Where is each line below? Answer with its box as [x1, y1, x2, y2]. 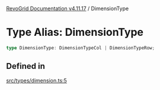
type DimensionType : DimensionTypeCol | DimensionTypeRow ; [6, 45, 155, 51]
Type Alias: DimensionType [6, 26, 144, 39]
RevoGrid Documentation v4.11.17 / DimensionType [6, 5, 129, 12]
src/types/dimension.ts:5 [6, 76, 67, 84]
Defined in [6, 61, 46, 71]
